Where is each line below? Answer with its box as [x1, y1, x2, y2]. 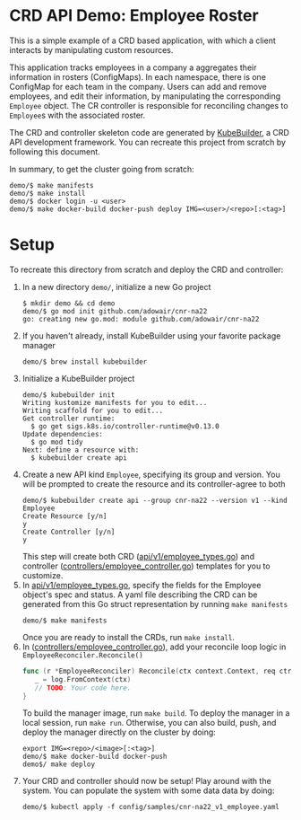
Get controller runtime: [21, 414, 116, 423]
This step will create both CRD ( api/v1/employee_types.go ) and [21, 551, 255, 561]
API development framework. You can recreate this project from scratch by [9, 137, 287, 147]
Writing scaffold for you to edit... [21, 406, 164, 415]
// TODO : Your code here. [34, 683, 132, 692]
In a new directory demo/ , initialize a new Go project [21, 281, 211, 292]
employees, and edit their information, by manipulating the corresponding [9, 91, 280, 101]
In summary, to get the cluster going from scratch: [9, 163, 194, 174]
